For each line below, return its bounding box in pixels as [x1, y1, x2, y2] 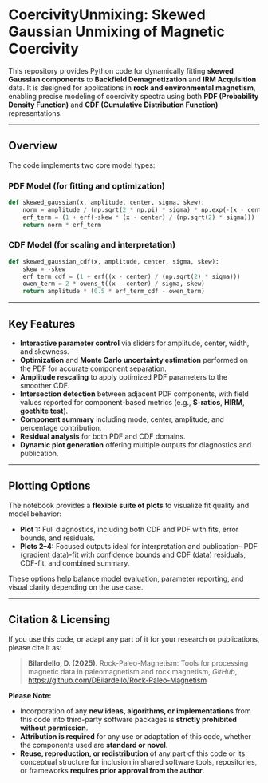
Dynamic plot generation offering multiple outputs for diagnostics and [19, 440, 252, 450]
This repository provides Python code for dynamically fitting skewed [8, 66, 234, 75]
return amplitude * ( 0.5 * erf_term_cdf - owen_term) [22, 288, 205, 296]
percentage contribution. [19, 423, 102, 433]
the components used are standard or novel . [19, 740, 168, 749]
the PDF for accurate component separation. [19, 364, 167, 373]
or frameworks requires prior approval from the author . [19, 765, 205, 775]
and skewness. [19, 347, 69, 356]
